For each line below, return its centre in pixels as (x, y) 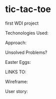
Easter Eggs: (18, 62)
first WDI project (22, 23)
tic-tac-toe (28, 9)
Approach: (16, 42)
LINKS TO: (16, 72)
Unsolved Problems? (26, 52)
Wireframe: (17, 81)
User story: (17, 91)
